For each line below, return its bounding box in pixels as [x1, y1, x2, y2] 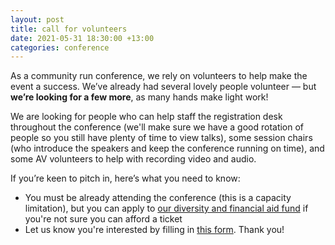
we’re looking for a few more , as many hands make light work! [10, 91, 269, 103]
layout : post [10, 14, 65, 25]
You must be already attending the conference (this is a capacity [24, 192, 292, 204]
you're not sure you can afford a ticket [24, 213, 183, 225]
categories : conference [10, 42, 110, 53]
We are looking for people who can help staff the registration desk [10, 111, 283, 123]
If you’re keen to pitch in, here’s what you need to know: [10, 172, 241, 185]
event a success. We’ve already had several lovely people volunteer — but [10, 81, 317, 93]
